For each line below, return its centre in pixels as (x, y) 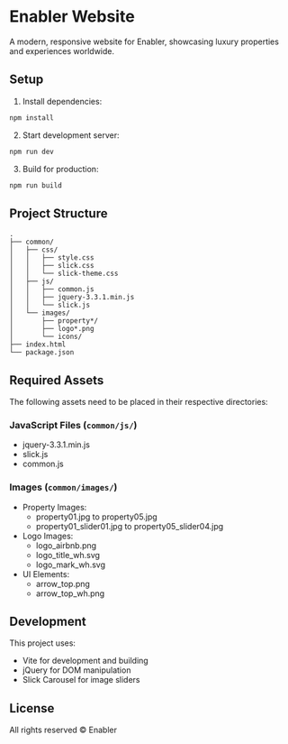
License (32, 708)
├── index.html (38, 344)
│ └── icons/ (46, 337)
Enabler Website (72, 17)
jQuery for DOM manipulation (76, 670)
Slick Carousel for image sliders (81, 680)
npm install (31, 118)
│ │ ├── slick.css (52, 266)
